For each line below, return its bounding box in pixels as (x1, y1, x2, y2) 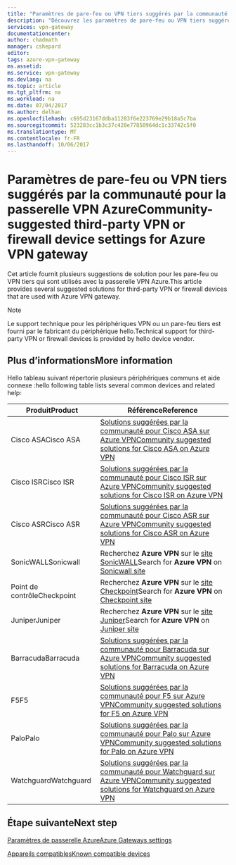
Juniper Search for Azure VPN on (100, 615, 210, 625)
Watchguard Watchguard (11, 776, 91, 785)
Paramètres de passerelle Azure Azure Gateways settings (7, 835, 172, 844)
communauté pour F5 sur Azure (100, 691, 206, 701)
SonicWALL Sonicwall (11, 557, 81, 567)
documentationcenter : (7, 30, 71, 37)
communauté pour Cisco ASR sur (100, 510, 210, 520)
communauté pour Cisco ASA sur (100, 425, 210, 435)
